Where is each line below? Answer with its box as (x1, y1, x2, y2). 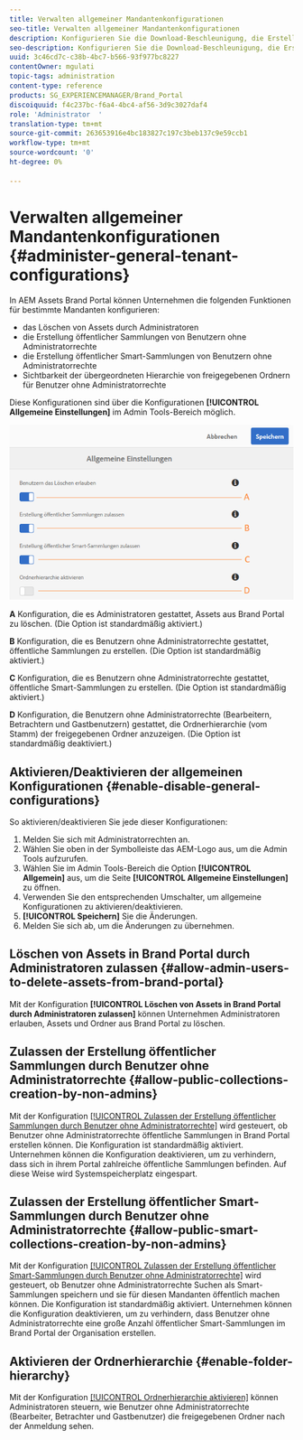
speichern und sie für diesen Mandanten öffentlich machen (60, 1289, 280, 1300)
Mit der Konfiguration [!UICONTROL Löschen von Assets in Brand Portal (9, 998, 281, 1009)
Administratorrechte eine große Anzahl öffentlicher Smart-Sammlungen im (9, 1318, 286, 1329)
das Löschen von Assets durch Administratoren (22, 322, 199, 332)
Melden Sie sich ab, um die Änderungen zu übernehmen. (22, 920, 234, 930)
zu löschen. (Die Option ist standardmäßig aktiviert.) (9, 619, 203, 630)
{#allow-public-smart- (128, 1222, 259, 1238)
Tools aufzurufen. (22, 853, 88, 864)
